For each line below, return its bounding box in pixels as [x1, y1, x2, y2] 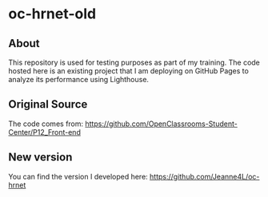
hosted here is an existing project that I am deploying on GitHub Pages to [8, 66, 250, 76]
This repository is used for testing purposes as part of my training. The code [8, 57, 260, 67]
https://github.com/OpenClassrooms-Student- [85, 119, 238, 128]
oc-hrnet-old [8, 5, 97, 23]
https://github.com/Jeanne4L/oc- [149, 171, 260, 181]
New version [8, 151, 73, 164]
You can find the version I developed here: [8, 171, 148, 181]
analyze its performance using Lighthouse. [8, 75, 150, 84]
